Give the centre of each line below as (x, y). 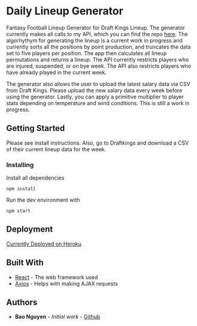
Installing (20, 165)
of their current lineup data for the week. (56, 149)
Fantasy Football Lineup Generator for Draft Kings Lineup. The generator (96, 28)
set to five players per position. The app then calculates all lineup (87, 53)
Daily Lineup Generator (65, 11)
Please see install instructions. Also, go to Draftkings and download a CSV (98, 143)
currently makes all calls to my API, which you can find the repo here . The (97, 34)
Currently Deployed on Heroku (44, 244)
